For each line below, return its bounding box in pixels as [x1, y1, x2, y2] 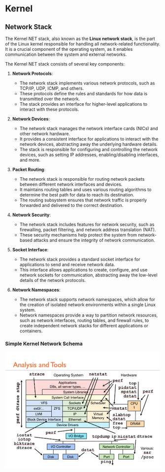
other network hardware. [19, 131, 70, 136]
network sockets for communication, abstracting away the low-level [19, 272, 158, 278]
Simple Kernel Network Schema [5, 340, 83, 347]
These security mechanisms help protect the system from [19, 232, 137, 237]
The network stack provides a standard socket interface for [19, 256, 140, 262]
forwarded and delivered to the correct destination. [19, 202, 124, 208]
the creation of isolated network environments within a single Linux [19, 302, 156, 308]
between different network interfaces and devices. [19, 181, 123, 187]
